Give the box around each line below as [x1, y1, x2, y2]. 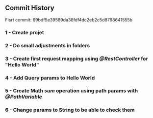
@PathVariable [5, 94, 43, 100]
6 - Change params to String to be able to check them [5, 107, 135, 114]
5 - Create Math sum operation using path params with [5, 87, 138, 94]
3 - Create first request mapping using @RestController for [5, 55, 148, 62]
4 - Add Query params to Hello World [5, 74, 95, 81]
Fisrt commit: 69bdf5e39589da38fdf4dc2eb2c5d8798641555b [5, 17, 133, 22]
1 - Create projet [5, 29, 44, 36]
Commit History [5, 4, 55, 12]
